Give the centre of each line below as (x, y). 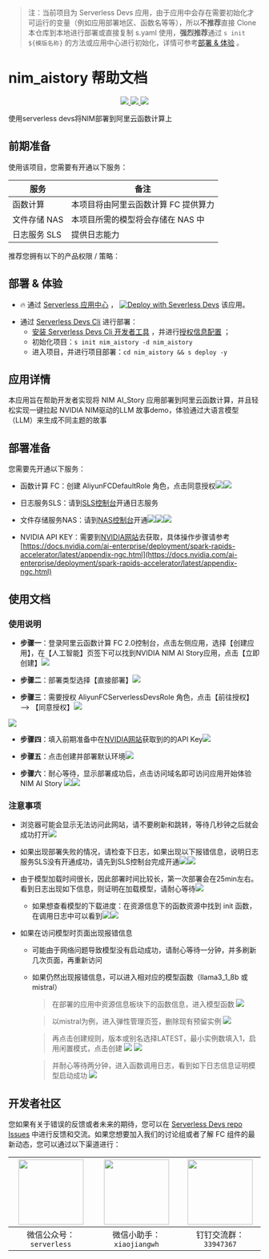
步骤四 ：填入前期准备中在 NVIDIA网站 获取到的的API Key (111, 739)
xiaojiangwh (136, 1244)
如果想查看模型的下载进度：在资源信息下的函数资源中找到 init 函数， (144, 906)
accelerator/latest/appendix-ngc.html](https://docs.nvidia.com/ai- (128, 555)
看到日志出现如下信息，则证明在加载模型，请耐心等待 (108, 889)
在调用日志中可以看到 (67, 916)
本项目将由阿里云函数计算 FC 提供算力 (143, 204)
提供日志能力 (95, 234)
